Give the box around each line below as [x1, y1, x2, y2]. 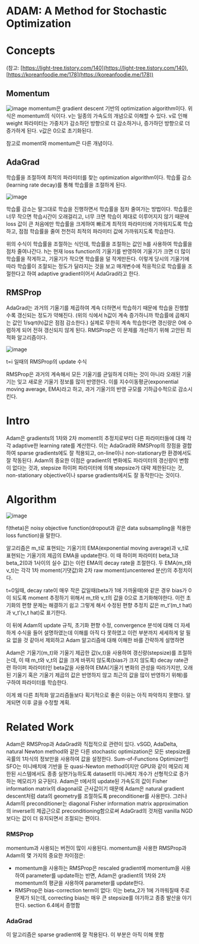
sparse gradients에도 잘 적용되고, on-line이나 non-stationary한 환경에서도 [17, 449, 192, 456]
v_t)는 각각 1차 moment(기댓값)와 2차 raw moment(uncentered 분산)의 [6, 567, 172, 574]
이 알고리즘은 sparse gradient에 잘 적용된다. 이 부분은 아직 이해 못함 [6, 931, 165, 938]
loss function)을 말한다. [6, 532, 62, 539]
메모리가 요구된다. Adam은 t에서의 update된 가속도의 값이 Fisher [17, 778, 168, 785]
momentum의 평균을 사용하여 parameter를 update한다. [14, 879, 145, 886]
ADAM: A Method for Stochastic [6, 4, 167, 18]
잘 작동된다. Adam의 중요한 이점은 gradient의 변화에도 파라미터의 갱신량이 [6, 456, 178, 464]
